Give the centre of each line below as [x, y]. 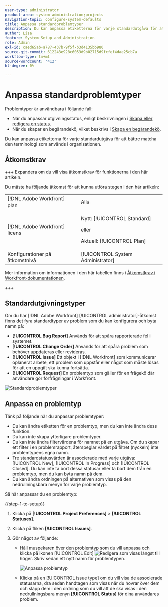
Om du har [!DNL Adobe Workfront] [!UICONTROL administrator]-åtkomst [81, 315]
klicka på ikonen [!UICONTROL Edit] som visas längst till [90, 553]
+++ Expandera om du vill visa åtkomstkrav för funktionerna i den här [77, 172]
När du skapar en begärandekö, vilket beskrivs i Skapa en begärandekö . [87, 129]
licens [15, 233]
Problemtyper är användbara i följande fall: [49, 109]
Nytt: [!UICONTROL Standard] [116, 218]
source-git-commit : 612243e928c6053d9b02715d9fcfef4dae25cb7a [71, 52]
